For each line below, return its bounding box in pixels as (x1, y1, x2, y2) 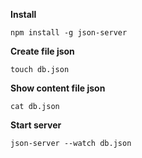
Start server (10, 119, 62, 131)
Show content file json (10, 82, 106, 94)
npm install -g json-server (10, 28, 128, 38)
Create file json (10, 45, 75, 57)
